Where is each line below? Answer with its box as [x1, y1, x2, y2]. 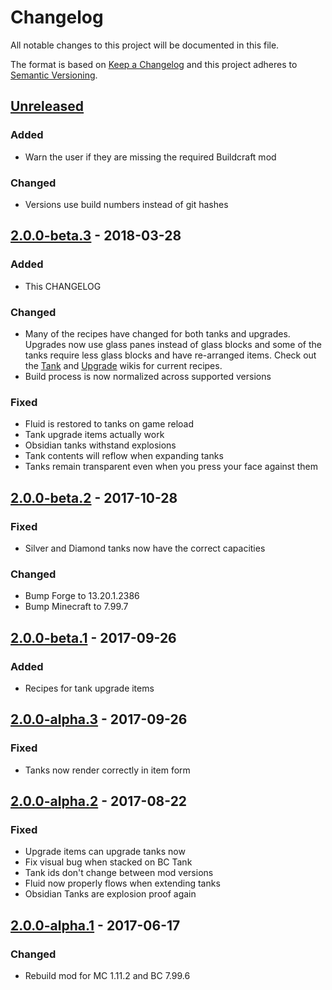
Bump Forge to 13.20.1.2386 [24, 590, 140, 602]
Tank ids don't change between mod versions [24, 867, 214, 879]
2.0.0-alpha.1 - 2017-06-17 [10, 917, 181, 934]
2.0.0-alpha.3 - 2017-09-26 [10, 711, 188, 728]
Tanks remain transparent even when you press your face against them [24, 461, 319, 473]
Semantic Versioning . [10, 69, 98, 81]
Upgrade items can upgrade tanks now [24, 846, 186, 858]
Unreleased [10, 98, 85, 115]
